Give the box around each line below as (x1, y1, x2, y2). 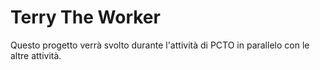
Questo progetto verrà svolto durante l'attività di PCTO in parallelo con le (10, 39, 310, 51)
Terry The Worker (10, 6, 161, 29)
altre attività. (10, 49, 62, 61)
